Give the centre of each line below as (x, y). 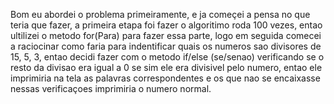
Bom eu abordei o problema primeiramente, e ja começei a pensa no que (160, 14)
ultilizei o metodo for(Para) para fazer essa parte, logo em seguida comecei (166, 35)
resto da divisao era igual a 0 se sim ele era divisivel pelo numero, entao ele (166, 67)
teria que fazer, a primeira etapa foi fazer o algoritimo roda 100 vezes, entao (166, 25)
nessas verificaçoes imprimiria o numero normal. (111, 88)
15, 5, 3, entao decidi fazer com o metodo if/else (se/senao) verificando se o (167, 57)
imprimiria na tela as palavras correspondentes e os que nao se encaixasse (165, 78)
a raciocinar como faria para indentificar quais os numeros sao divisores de (166, 46)
